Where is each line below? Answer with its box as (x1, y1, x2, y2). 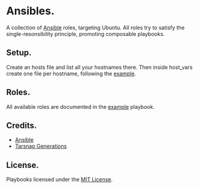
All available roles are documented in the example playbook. (6, 103, 155, 110)
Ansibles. (6, 4, 55, 18)
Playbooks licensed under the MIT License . (6, 176, 113, 183)
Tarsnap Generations (14, 142, 67, 150)
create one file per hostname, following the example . (6, 70, 137, 77)
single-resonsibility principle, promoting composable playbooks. (6, 30, 165, 37)
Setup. (6, 48, 32, 58)
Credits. (6, 120, 37, 130)
